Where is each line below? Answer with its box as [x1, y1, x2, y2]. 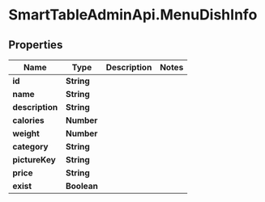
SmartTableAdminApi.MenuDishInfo [8, 6, 258, 24]
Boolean [65, 180, 99, 191]
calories [12, 115, 45, 126]
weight [12, 128, 41, 139]
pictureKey [12, 154, 57, 165]
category [12, 141, 49, 152]
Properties [8, 38, 63, 52]
